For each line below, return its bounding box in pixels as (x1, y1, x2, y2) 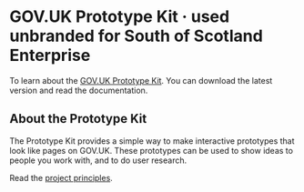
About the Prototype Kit (9, 111, 147, 126)
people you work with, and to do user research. (9, 155, 187, 166)
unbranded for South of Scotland (9, 25, 264, 46)
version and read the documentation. (9, 85, 148, 96)
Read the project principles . (9, 172, 114, 183)
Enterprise (9, 45, 91, 66)
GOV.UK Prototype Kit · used (9, 6, 230, 27)
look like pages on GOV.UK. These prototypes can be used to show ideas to (9, 145, 294, 156)
